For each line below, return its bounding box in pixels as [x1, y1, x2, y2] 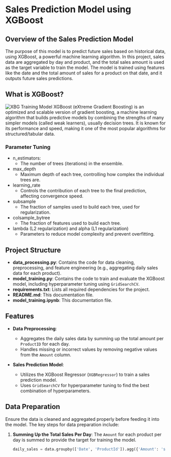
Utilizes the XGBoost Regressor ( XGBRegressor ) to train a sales [20, 371, 150, 377]
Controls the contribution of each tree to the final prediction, [20, 188, 147, 194]
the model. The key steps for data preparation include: [5, 421, 120, 427]
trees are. [20, 177, 41, 183]
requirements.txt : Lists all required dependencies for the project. [12, 286, 150, 292]
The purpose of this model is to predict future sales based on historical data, [5, 48, 166, 54]
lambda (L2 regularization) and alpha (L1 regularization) [12, 225, 129, 232]
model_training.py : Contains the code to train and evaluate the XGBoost [12, 275, 165, 282]
